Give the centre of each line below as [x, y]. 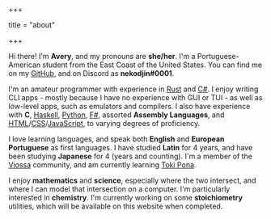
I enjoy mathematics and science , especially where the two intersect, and [132, 180]
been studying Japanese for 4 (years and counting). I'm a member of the [131, 156]
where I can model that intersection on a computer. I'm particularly [119, 189]
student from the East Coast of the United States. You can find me [152, 65]
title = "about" [32, 25]
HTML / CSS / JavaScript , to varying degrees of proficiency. [104, 123]
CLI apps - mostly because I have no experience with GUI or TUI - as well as [135, 97]
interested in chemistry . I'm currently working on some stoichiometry [125, 198]
